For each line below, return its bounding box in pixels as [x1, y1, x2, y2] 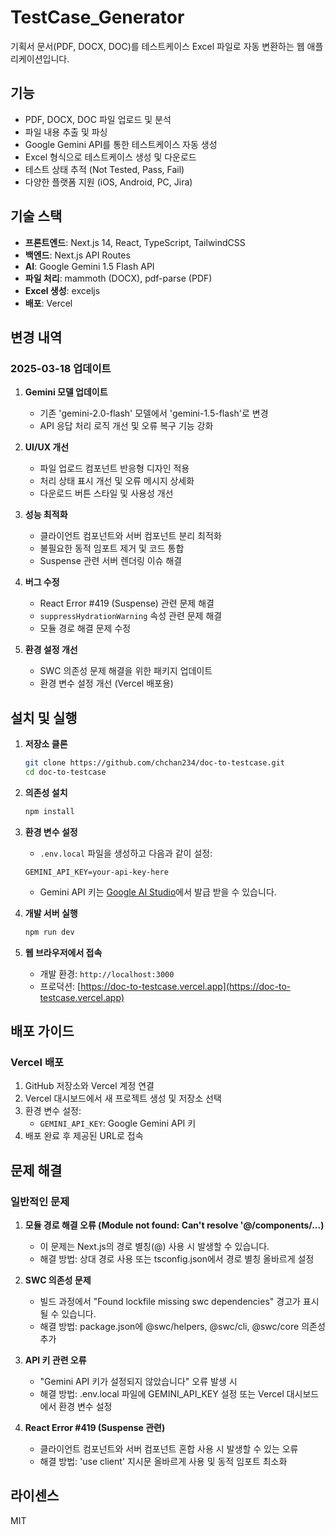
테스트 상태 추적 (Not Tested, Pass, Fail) [24, 163, 185, 175]
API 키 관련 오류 [24, 1354, 87, 1366]
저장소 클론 [24, 738, 68, 750]
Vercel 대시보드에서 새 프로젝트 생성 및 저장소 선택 [24, 1092, 222, 1105]
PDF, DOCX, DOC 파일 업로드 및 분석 [24, 113, 172, 125]
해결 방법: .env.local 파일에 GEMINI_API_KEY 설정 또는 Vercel [39, 1387, 285, 1400]
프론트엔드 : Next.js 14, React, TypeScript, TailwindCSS [24, 236, 246, 248]
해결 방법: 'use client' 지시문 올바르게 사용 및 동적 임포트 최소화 [39, 1455, 288, 1467]
